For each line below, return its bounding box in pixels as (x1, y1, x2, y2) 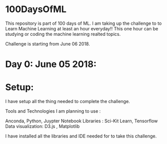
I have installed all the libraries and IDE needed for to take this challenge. (5, 133, 157, 139)
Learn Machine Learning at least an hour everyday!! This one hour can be (5, 25, 158, 31)
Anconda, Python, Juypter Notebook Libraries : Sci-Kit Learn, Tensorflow (5, 118, 158, 124)
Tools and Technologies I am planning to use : (5, 108, 101, 114)
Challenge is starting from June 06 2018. (5, 40, 90, 46)
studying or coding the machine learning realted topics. (5, 31, 121, 37)
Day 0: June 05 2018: (5, 59, 97, 70)
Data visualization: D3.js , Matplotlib (5, 123, 80, 129)
